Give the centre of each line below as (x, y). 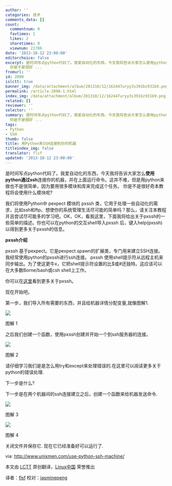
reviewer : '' (19, 106)
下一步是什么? (20, 383)
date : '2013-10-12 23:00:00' (36, 53)
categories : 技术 (23, 15)
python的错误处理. (25, 372)
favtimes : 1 (23, 34)
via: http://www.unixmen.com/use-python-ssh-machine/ (65, 456)
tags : (11, 124)
